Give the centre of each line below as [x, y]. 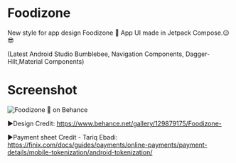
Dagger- [198, 54]
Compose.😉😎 [211, 33]
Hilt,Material [25, 61]
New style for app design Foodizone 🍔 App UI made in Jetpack [100, 33]
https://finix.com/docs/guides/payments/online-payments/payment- [107, 145]
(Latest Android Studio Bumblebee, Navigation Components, [96, 54]
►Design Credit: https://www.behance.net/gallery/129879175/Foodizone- [115, 123]
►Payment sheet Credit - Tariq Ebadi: [63, 137]
